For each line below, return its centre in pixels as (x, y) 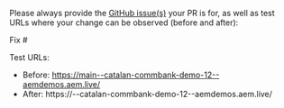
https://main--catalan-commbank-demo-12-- (136, 75)
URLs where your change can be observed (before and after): (124, 22)
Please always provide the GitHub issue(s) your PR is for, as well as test (142, 13)
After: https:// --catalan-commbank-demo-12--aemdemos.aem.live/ (147, 94)
